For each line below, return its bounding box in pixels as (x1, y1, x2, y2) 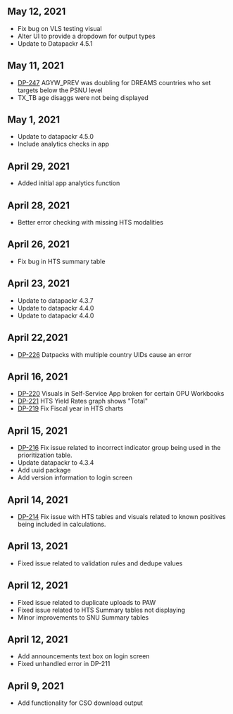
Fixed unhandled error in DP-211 (17, 660, 111, 668)
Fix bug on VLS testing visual (17, 24, 102, 32)
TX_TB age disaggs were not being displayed (17, 93, 149, 101)
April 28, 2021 (7, 199, 70, 211)
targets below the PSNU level (17, 86, 103, 94)
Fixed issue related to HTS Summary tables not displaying (17, 606, 185, 614)
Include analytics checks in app (17, 140, 110, 149)
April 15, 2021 (7, 425, 68, 437)
